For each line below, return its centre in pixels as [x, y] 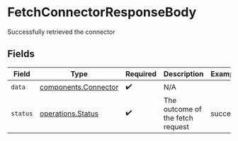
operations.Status [69, 114]
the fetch [178, 118]
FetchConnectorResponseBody [102, 12]
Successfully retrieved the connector [61, 32]
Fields [21, 54]
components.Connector [79, 87]
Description [183, 73]
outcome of [182, 109]
